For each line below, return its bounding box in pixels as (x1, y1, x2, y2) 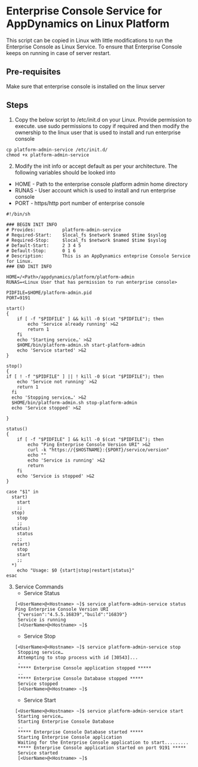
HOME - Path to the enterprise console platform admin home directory (14, 180, 188, 187)
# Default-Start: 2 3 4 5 (6, 242, 82, 248)
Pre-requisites (6, 67, 61, 77)
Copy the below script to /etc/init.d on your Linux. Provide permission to (14, 116, 192, 123)
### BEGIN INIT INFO (6, 222, 58, 228)
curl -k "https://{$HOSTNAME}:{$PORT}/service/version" (27, 447, 169, 453)
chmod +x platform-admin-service (6, 151, 89, 158)
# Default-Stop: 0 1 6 (6, 247, 76, 254)
